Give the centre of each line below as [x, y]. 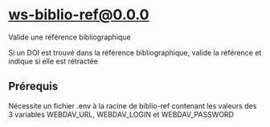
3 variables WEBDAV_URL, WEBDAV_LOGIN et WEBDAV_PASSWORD [121, 114]
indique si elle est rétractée [53, 61]
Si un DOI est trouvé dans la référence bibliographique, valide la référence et [135, 52]
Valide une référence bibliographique [70, 37]
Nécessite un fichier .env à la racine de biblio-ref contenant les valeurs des [133, 105]
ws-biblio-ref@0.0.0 [79, 15]
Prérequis [33, 86]
